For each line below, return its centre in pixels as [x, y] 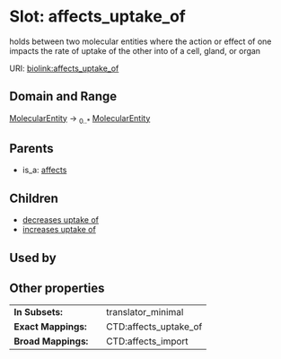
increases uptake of [59, 230]
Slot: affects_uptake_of [97, 17]
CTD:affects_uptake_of [154, 327]
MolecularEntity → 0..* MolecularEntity [80, 119]
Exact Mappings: [50, 327]
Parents [31, 149]
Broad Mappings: [51, 341]
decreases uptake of [61, 220]
